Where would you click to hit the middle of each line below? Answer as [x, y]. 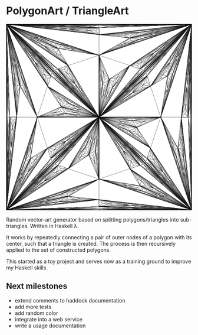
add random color [36, 313]
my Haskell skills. [27, 268]
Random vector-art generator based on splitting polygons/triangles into [93, 219]
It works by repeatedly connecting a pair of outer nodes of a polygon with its [99, 237]
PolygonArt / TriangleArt [67, 11]
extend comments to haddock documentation [70, 300]
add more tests [33, 307]
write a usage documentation [50, 326]
